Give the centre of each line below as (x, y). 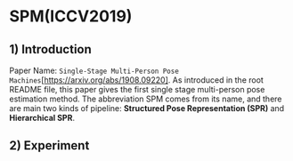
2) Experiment (49, 145)
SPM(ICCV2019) (71, 16)
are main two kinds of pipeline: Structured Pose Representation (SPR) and (147, 108)
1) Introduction (50, 49)
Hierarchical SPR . (42, 118)
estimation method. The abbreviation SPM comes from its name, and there (146, 99)
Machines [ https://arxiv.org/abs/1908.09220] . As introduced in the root (137, 80)
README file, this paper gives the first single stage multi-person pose (137, 89)
